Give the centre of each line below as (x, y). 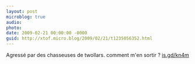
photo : (14, 28)
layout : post (22, 11)
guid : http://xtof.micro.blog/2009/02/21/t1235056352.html (79, 38)
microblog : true (26, 17)
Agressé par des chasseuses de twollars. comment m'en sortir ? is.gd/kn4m (98, 55)
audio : (14, 22)
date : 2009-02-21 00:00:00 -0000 (47, 33)
